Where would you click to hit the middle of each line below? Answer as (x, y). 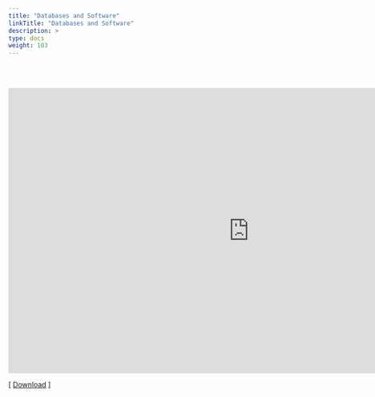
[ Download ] (30, 385)
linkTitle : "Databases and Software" (71, 23)
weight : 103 (28, 46)
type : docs (26, 38)
